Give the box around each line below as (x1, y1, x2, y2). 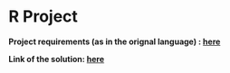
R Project (8, 6, 79, 27)
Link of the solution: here (8, 53, 105, 64)
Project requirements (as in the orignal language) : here (8, 36, 221, 47)
